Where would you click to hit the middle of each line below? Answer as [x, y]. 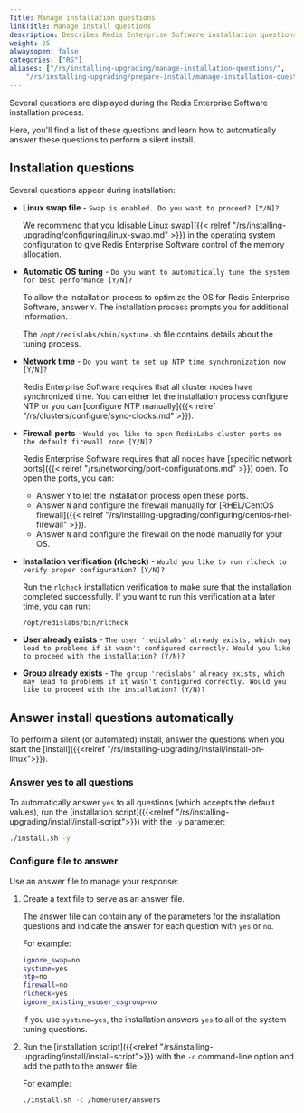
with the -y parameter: [184, 821]
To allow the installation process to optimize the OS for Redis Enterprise [156, 297]
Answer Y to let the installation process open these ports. [142, 495]
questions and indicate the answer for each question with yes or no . [148, 925]
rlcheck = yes [45, 994]
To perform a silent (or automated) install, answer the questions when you [147, 739]
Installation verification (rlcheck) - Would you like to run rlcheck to [155, 561]
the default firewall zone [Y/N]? [87, 442]
